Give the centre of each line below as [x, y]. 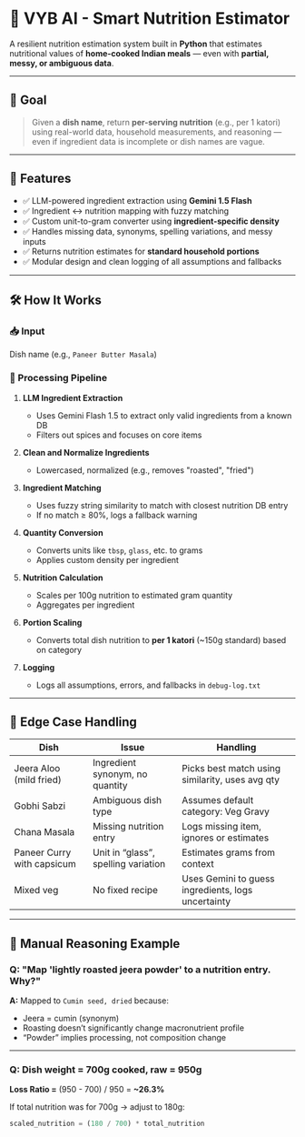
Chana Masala [44, 832]
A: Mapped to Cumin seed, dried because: [89, 1001]
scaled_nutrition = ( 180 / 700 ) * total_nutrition [107, 1124]
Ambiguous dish [127, 800]
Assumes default [217, 800]
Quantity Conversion [63, 532]
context [198, 864]
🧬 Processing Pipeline [58, 378]
